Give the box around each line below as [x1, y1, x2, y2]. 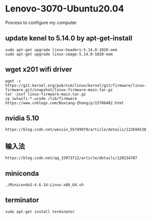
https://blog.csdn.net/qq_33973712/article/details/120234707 [5, 155, 137, 160]
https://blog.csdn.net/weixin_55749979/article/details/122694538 [5, 127, 146, 132]
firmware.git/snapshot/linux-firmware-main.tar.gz [5, 87, 113, 92]
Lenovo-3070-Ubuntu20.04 [5, 3, 124, 14]
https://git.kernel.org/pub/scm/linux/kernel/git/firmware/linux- [5, 83, 146, 88]
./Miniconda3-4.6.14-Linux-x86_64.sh [5, 182, 84, 187]
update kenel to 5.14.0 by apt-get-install [5, 34, 132, 42]
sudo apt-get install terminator [5, 209, 75, 214]
